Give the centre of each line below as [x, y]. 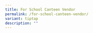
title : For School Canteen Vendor [40, 9]
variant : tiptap [22, 18]
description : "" [22, 23]
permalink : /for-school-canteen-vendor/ [47, 14]
